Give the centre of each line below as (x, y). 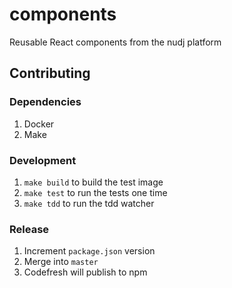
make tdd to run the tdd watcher (89, 203)
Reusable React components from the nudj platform (115, 42)
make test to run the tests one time (95, 192)
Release (29, 229)
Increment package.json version (89, 251)
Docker (39, 124)
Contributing (50, 73)
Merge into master (61, 262)
